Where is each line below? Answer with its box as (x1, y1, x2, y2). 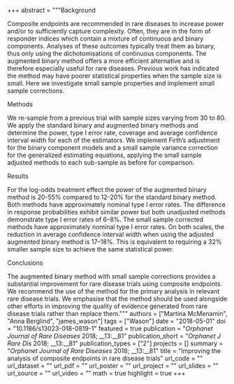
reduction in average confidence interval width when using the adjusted (7, 231, 214, 238)
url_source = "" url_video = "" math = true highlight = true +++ (7, 369, 187, 377)
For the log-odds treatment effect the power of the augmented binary (7, 186, 207, 193)
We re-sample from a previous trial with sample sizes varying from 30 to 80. (7, 114, 226, 122)
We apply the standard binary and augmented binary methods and (7, 121, 198, 129)
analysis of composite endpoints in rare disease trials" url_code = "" (7, 354, 203, 362)
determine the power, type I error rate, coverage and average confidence (7, 129, 218, 137)
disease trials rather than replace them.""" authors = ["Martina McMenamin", (7, 310, 228, 317)
